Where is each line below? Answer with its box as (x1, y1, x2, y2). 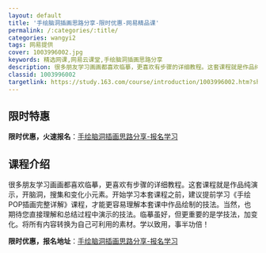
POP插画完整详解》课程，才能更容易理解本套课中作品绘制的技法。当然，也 (8, 200, 252, 209)
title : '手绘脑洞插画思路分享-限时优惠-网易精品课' (8, 19, 160, 27)
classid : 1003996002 (8, 71, 77, 79)
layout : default (8, 11, 62, 20)
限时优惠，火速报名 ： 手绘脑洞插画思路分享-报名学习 (8, 132, 178, 141)
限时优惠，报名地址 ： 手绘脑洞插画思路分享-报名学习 (8, 236, 178, 246)
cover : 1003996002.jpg (8, 48, 83, 56)
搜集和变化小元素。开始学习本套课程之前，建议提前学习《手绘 (49, 190, 251, 199)
